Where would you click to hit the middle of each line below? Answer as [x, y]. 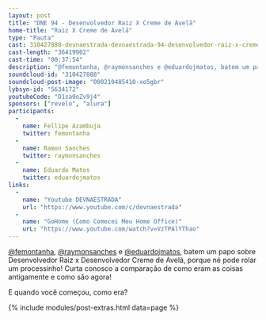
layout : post [30, 15]
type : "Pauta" [32, 38]
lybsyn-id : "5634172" [44, 89]
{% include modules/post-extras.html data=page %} [94, 307]
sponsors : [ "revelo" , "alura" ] [60, 104]
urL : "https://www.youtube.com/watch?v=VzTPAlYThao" [111, 229]
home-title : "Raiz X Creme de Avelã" [70, 30]
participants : [32, 112]
